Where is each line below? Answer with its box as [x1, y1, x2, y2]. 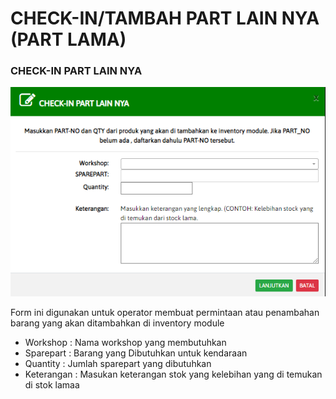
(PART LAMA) [10, 28, 127, 51]
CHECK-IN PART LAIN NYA [10, 64, 143, 78]
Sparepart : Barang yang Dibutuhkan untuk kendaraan [24, 347, 248, 359]
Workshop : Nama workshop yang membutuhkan [24, 336, 227, 348]
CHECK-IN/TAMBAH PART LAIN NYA [10, 7, 320, 30]
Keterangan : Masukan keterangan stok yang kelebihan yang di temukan [24, 368, 323, 380]
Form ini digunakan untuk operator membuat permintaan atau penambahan [10, 306, 320, 318]
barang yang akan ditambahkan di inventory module [10, 317, 225, 329]
